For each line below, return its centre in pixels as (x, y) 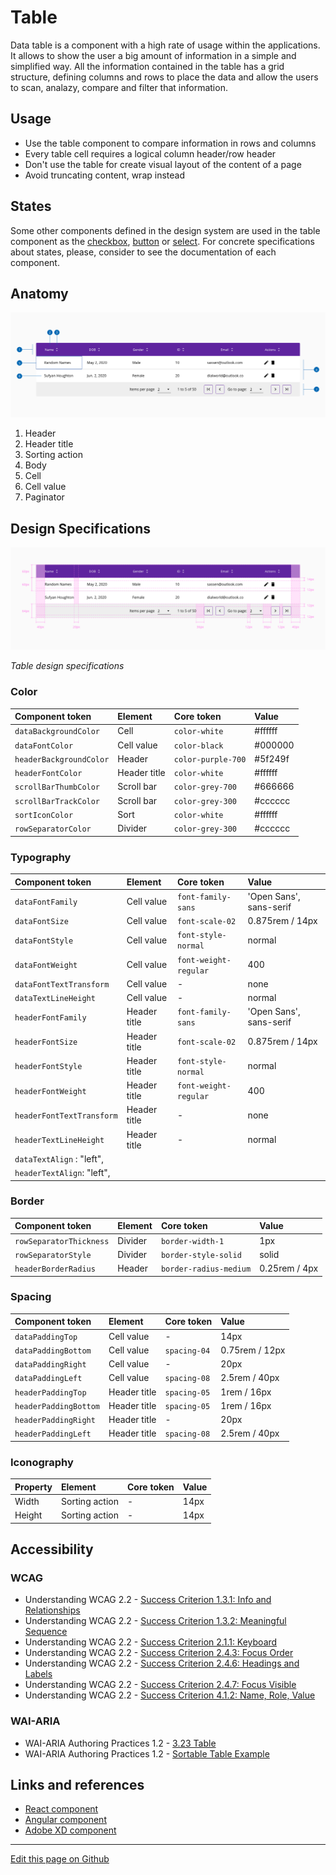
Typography (41, 857)
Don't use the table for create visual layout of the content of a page (163, 164)
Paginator (44, 497)
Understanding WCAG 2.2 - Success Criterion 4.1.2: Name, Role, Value (170, 1695)
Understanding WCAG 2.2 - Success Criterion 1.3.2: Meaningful (155, 1621)
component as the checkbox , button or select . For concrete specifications (162, 241)
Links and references (77, 1785)
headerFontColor (48, 774)
